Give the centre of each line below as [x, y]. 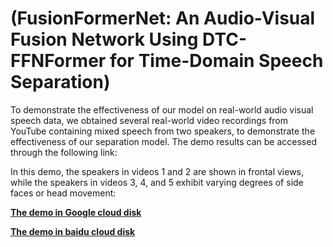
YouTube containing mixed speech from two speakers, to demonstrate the [163, 131]
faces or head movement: [63, 193]
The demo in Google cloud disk [76, 212]
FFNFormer [58, 61]
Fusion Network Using [104, 39]
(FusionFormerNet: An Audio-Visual [163, 18]
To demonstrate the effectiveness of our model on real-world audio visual [162, 109]
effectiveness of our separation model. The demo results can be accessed [163, 141]
